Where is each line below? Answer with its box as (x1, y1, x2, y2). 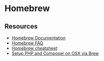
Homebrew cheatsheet (11, 46, 58, 51)
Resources (4, 22, 38, 30)
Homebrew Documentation (11, 35, 66, 41)
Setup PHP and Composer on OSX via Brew (11, 50, 99, 56)
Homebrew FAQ (11, 40, 43, 46)
